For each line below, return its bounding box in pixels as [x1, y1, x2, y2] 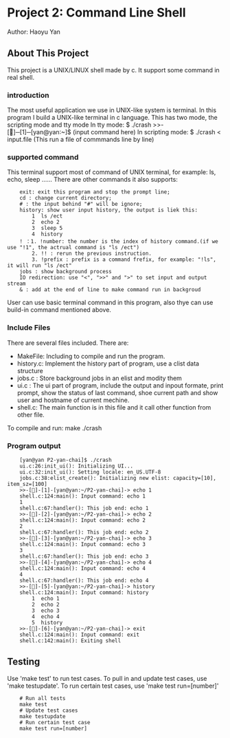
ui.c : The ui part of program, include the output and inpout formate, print [16, 381, 224, 390]
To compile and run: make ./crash [7, 423, 102, 432]
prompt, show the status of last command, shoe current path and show [16, 388, 218, 397]
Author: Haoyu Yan [7, 28, 60, 36]
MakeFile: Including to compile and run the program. [16, 352, 165, 360]
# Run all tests [19, 695, 67, 702]
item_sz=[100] [7, 481, 48, 487]
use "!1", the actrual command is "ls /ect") [7, 244, 139, 251]
